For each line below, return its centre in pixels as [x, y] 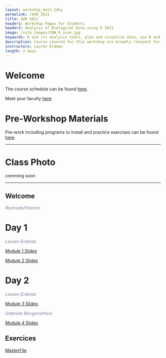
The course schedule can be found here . [46, 89]
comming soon [20, 176]
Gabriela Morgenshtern [29, 313]
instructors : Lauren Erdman [34, 46]
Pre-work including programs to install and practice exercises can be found [82, 132]
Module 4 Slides [22, 323]
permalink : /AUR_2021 [27, 14]
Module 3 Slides [21, 304]
